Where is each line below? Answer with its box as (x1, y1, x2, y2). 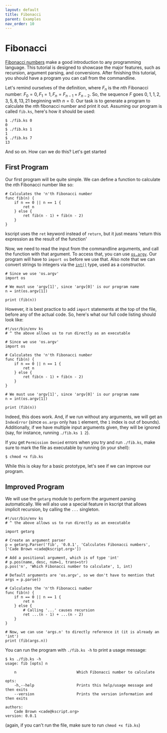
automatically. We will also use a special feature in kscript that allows (5, 501, 147, 507)
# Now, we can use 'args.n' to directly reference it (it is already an (5, 630, 160, 635)
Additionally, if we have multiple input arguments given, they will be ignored (5, 424, 161, 430)
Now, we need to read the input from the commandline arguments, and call (5, 245, 159, 251)
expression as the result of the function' (5, 236, 87, 242)
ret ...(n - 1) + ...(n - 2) (23, 612, 84, 617)
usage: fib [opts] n (5, 661, 48, 666)
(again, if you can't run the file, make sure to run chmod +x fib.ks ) (5, 722, 141, 729)
